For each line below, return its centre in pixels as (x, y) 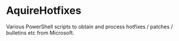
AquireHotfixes (44, 11)
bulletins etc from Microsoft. (40, 32)
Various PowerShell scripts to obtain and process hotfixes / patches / (89, 27)
